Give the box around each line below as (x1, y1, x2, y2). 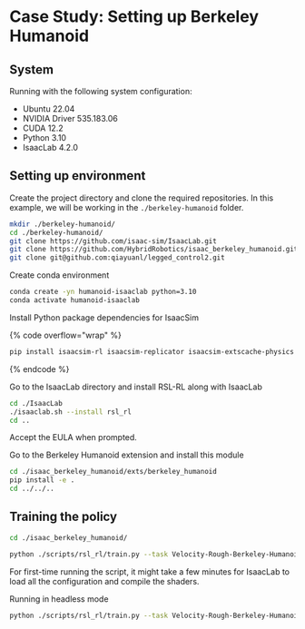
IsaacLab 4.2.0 (22, 143, 79, 152)
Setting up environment (9, 168, 146, 183)
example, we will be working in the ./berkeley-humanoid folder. (9, 201, 244, 212)
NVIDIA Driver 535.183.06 (22, 113, 118, 123)
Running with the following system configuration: (9, 86, 192, 96)
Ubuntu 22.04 (22, 103, 75, 114)
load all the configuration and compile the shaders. (9, 575, 200, 586)
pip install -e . (9, 476, 75, 485)
